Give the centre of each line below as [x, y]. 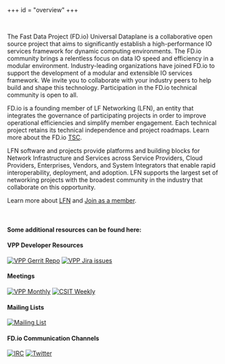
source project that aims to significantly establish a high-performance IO [110, 44]
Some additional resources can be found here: [74, 229]
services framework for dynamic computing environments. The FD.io [104, 51]
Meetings [21, 276]
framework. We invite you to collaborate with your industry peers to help [109, 80]
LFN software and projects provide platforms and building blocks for [104, 151]
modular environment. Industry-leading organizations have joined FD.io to [111, 66]
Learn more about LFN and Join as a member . [72, 201]
